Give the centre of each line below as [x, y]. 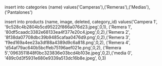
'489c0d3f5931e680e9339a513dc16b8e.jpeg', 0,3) [55, 58]
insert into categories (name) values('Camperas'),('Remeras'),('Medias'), [77, 7]
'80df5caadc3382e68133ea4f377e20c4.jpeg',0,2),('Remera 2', [67, 32]
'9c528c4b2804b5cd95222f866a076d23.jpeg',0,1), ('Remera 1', [68, 27]
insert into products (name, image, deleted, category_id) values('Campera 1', [81, 22]
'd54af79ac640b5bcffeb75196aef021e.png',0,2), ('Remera [63, 48]
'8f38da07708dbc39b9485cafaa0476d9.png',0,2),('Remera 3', [68, 37]
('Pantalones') [18, 12]
